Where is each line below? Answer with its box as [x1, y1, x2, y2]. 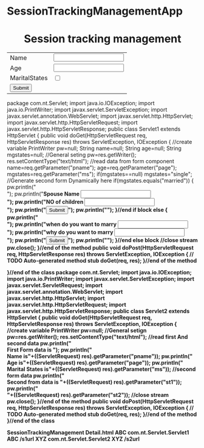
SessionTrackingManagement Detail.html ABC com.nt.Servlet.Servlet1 [7, 429, 189, 436]
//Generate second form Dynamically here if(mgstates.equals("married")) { [7, 177, 194, 185]
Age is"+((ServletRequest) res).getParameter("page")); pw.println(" [7, 359, 183, 367]
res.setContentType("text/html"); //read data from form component [7, 158, 175, 165]
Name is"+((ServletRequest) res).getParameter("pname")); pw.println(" [7, 353, 193, 360]
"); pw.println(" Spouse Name [7, 190, 80, 198]
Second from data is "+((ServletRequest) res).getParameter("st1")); [7, 378, 182, 386]
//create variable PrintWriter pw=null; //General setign [7, 327, 147, 334]
